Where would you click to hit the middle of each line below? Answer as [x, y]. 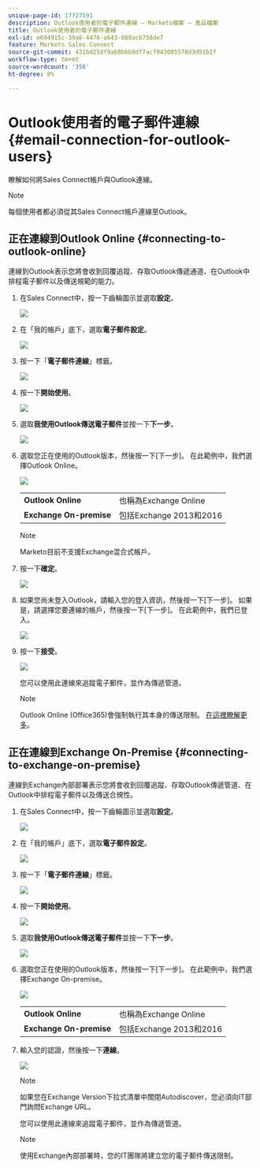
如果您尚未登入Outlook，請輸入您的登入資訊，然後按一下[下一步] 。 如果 [136, 600]
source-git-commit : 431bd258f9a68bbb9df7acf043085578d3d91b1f [112, 52]
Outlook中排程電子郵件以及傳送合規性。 [73, 795]
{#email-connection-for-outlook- [119, 140]
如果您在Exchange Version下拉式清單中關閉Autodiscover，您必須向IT [132, 1097]
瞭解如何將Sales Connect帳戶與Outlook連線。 [83, 179]
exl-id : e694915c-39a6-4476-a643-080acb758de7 [86, 37]
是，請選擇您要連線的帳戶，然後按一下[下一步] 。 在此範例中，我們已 [130, 610]
